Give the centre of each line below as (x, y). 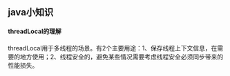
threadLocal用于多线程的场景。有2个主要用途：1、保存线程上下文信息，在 (113, 48)
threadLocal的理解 (35, 31)
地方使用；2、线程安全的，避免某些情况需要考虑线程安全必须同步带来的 (122, 57)
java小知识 (31, 12)
